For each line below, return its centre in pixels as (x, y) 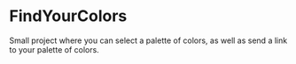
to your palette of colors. (54, 49)
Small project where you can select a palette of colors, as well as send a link (148, 40)
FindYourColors (68, 16)
